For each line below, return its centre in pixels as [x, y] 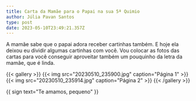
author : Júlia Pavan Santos [40, 17]
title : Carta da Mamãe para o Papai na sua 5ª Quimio [73, 11]
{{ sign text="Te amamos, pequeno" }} [52, 92]
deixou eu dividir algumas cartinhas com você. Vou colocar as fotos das [93, 51]
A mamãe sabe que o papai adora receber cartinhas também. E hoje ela [92, 44]
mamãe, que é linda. [30, 63]
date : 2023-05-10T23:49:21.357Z [45, 28]
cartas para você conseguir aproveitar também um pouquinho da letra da [94, 57]
